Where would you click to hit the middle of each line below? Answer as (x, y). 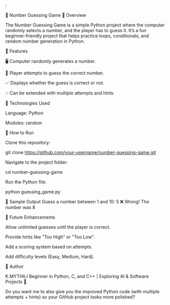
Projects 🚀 (16, 282)
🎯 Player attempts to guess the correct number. (55, 73)
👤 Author (14, 266)
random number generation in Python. (45, 41)
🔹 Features (16, 51)
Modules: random (24, 123)
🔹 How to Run (20, 133)
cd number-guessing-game (34, 172)
